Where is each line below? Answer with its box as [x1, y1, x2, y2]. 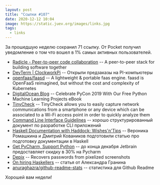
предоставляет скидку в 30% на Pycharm [12, 149, 101, 155]
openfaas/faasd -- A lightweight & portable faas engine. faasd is [12, 75, 144, 81]
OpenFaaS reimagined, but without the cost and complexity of [12, 80, 140, 86]
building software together [12, 64, 67, 70]
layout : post [5, 7, 32, 12]
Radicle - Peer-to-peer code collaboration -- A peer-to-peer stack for [12, 59, 155, 65]
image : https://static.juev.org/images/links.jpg [5, 21, 110, 26]
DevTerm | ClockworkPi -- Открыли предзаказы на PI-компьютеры [12, 70, 153, 75]
